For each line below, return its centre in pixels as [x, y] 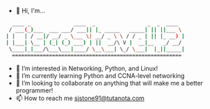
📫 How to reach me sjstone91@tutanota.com [80, 98]
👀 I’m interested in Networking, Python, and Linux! [87, 68]
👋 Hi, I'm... [30, 11]
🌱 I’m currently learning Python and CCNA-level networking [100, 76]
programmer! [34, 90]
